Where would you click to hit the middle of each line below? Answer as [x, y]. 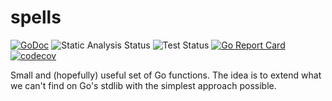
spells [36, 17]
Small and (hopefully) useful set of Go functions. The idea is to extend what [166, 75]
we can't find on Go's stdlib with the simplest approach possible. [143, 85]
